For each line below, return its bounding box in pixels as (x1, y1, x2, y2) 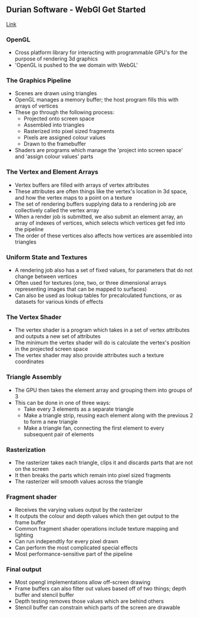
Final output (6, 565, 42, 574)
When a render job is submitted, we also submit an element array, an (14, 213, 183, 220)
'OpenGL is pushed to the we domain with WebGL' (14, 62, 138, 69)
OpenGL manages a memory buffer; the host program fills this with (14, 96, 179, 103)
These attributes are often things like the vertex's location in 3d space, (14, 187, 188, 195)
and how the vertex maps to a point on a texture (14, 194, 132, 201)
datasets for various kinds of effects (14, 298, 104, 305)
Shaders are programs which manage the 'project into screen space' (14, 147, 183, 154)
